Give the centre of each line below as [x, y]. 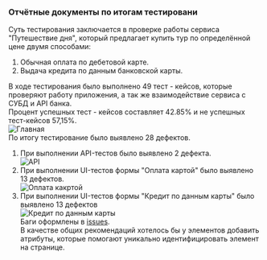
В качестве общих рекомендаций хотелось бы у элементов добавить [140, 230]
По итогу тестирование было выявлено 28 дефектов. [99, 138]
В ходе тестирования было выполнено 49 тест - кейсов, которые [120, 86]
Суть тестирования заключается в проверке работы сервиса [114, 30]
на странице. [43, 247]
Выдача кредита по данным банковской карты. [101, 71]
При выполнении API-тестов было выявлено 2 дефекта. [115, 153]
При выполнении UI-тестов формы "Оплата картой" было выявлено [137, 171]
